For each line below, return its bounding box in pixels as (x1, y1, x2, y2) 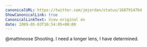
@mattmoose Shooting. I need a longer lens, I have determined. (5, 36, 139, 42)
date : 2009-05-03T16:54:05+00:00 (5, 21, 76, 27)
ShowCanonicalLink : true (5, 12, 58, 17)
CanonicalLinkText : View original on (5, 17, 85, 22)
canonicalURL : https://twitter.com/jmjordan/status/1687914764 (5, 7, 142, 13)
